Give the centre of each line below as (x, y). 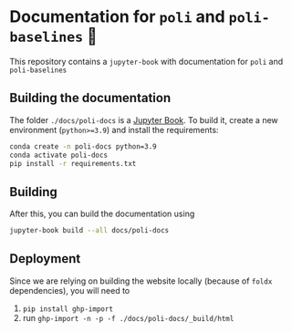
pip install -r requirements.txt (73, 163)
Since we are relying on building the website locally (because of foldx (141, 281)
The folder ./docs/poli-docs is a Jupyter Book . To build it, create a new (144, 119)
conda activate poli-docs (58, 155)
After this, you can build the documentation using (102, 214)
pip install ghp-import (68, 309)
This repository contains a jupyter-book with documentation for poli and (146, 61)
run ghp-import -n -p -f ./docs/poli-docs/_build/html (128, 317)
